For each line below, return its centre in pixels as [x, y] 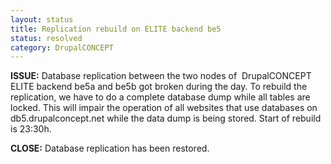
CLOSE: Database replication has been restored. [110, 148]
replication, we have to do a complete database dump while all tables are [160, 97]
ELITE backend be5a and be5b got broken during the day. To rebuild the [159, 87]
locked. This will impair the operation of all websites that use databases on [164, 108]
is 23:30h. [31, 129]
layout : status [42, 19]
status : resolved [46, 38]
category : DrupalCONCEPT [62, 47]
